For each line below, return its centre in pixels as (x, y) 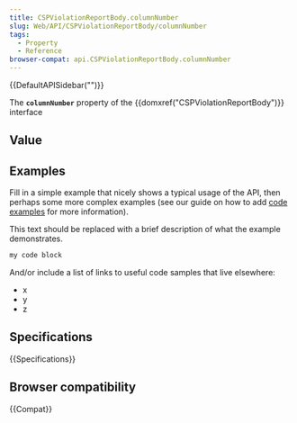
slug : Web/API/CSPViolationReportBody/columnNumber (108, 26)
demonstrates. (36, 238)
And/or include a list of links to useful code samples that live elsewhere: (143, 273)
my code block (36, 256)
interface (26, 112)
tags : (19, 34)
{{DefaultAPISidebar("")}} (57, 85)
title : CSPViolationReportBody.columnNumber (94, 18)
